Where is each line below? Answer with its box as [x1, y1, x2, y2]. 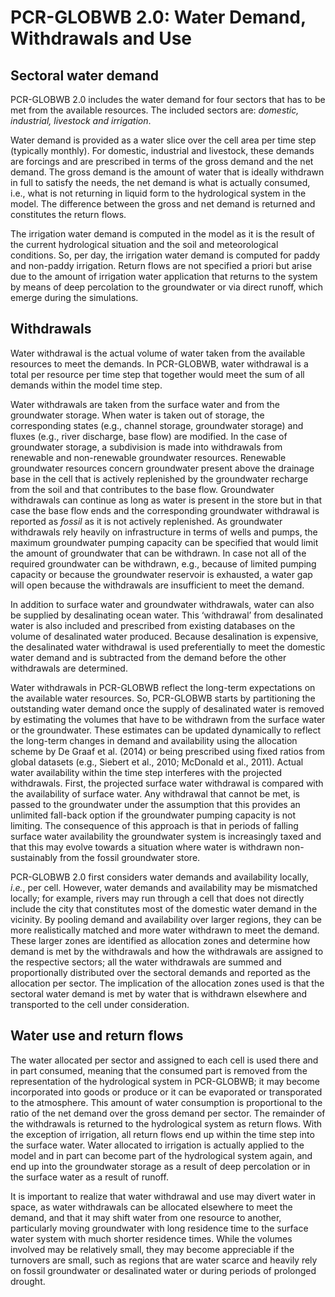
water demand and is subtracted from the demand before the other [10, 651, 287, 663]
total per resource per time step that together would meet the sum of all [10, 368, 305, 380]
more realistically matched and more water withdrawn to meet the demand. [10, 924, 320, 936]
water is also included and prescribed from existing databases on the [10, 619, 296, 631]
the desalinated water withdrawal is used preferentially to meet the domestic [10, 641, 326, 653]
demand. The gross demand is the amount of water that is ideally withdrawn [10, 166, 325, 178]
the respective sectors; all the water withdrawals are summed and [10, 956, 282, 968]
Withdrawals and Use [10, 27, 193, 50]
